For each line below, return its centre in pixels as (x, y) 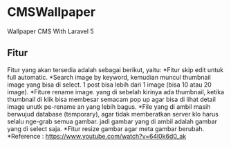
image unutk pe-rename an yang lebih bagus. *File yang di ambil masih (109, 106)
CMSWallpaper (51, 12)
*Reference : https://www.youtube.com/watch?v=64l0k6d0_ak (97, 136)
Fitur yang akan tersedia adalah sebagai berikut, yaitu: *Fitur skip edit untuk (115, 69)
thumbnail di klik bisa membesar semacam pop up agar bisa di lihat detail (112, 99)
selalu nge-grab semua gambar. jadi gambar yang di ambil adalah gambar (112, 121)
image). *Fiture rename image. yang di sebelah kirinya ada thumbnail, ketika (116, 92)
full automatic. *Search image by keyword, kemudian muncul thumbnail (109, 77)
